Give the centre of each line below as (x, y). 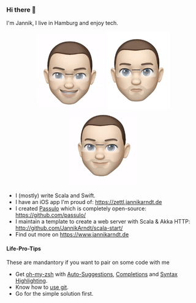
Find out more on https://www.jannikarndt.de (72, 235)
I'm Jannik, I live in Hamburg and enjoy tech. (62, 23)
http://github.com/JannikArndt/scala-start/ (69, 228)
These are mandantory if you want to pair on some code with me (88, 262)
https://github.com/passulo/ (51, 215)
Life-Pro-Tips (24, 249)
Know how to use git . (42, 287)
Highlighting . (31, 280)
